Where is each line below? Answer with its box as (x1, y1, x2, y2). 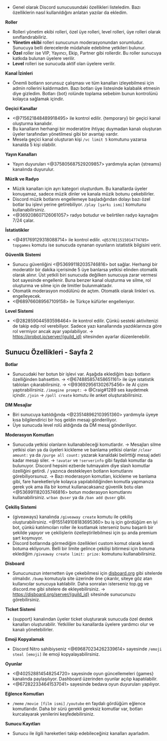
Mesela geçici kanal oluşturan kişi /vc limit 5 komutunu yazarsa (12, 137, 147, 142)
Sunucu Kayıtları (5, 721, 41, 727)
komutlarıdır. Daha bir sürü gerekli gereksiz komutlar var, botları (12, 706, 143, 712)
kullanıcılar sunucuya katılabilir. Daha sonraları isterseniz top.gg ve (12, 580, 149, 586)
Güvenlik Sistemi (5, 252, 41, 257)
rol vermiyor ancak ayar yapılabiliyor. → (12, 329, 94, 334)
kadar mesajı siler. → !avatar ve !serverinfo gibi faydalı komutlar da (12, 457, 153, 463)
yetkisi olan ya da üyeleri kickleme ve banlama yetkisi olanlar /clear (12, 446, 152, 453)
